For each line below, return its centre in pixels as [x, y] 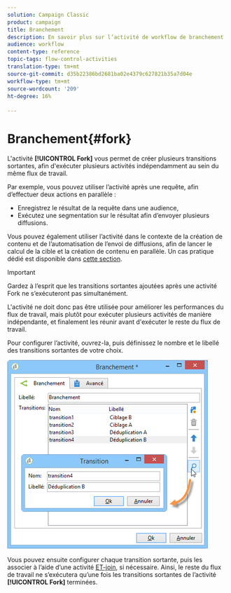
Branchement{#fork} [69, 139]
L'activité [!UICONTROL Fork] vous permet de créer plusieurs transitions [112, 158]
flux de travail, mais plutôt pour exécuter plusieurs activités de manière [110, 315]
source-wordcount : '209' [43, 89]
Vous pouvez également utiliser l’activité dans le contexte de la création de [115, 237]
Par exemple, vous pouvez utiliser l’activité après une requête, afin [103, 187]
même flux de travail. [37, 173]
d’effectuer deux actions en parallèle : [62, 195]
